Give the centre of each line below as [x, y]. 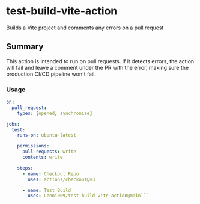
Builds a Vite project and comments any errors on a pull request [85, 28]
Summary [25, 47]
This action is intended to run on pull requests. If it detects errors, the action [100, 61]
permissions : [33, 146]
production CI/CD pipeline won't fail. [51, 74]
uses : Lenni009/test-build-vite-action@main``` [88, 196]
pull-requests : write [49, 152]
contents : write [42, 158]
